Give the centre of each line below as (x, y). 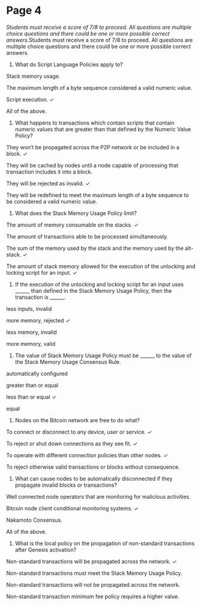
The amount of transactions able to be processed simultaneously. (87, 236)
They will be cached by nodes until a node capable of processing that (92, 165)
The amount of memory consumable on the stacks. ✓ (73, 225)
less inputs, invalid (29, 308)
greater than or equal (32, 385)
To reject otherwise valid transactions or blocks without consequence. (93, 467)
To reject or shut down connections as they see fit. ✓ (72, 443)
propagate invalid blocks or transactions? (66, 485)
